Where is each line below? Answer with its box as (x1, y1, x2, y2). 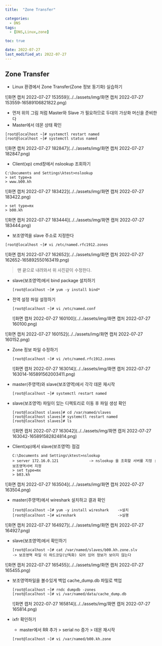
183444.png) (5, 222, 31, 228)
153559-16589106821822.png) (5, 99, 67, 105)
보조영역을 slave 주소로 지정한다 (12, 232, 74, 238)
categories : (5, 16, 29, 21)
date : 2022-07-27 (5, 48, 41, 52)
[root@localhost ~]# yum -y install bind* (12, 287, 100, 292)
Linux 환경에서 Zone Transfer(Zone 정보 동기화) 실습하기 (12, 84, 123, 90)
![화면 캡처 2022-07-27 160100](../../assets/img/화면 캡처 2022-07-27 (12, 315, 151, 321)
